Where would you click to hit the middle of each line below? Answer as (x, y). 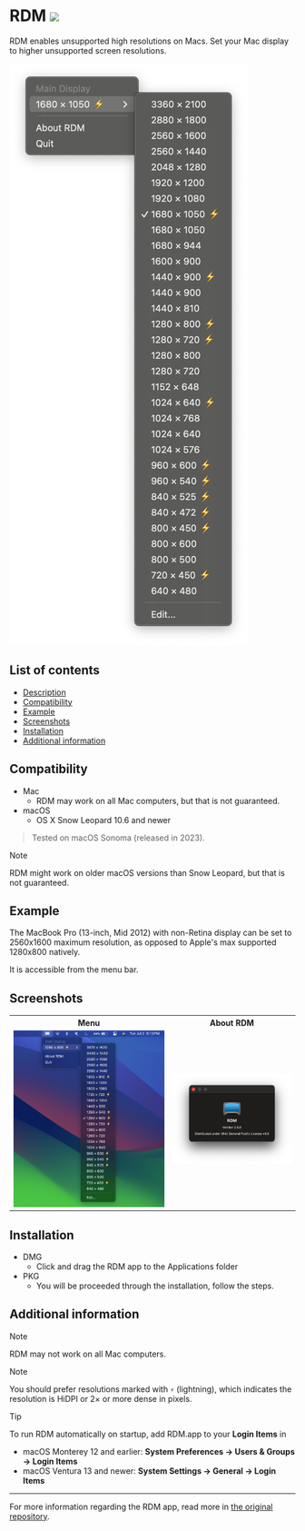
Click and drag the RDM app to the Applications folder (137, 1266)
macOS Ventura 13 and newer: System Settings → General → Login (149, 1471)
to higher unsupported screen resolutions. (88, 50)
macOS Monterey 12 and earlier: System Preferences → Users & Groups (158, 1451)
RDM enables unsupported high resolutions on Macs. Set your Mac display (149, 41)
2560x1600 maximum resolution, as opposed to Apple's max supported (143, 942)
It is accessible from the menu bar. (74, 969)
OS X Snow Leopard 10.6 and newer (103, 820)
